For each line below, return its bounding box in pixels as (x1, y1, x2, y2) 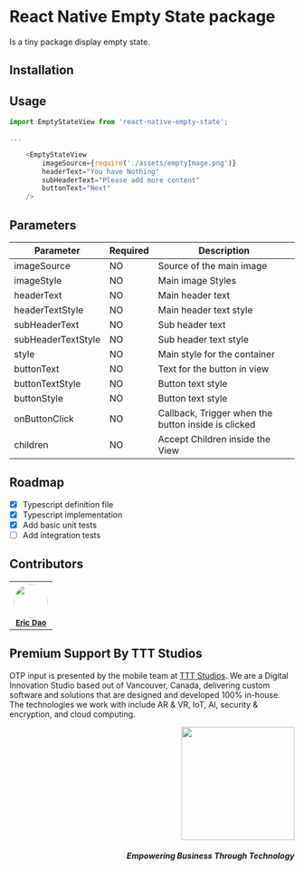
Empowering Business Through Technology (126, 850, 295, 862)
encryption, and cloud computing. (9, 709, 136, 720)
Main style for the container (157, 347, 276, 360)
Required (109, 244, 149, 256)
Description (198, 244, 251, 256)
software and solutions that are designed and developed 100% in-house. (9, 689, 280, 700)
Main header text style (157, 304, 253, 316)
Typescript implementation (22, 509, 123, 520)
